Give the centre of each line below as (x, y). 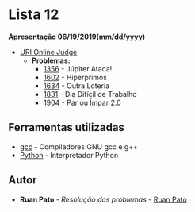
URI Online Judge (48, 52)
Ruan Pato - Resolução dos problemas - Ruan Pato (103, 199)
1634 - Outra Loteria (76, 86)
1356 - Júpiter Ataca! (78, 68)
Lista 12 (34, 15)
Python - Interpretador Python (69, 155)
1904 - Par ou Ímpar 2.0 (82, 102)
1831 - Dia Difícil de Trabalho (90, 94)
